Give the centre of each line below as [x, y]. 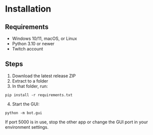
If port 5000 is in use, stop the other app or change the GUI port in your [76, 122]
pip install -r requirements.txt [39, 95]
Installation [28, 9]
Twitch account [27, 49]
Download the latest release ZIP [44, 76]
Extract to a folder [30, 81]
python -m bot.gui [24, 113]
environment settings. [27, 127]
